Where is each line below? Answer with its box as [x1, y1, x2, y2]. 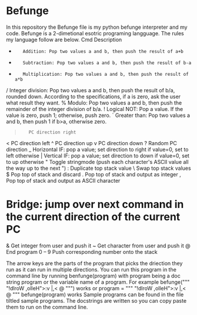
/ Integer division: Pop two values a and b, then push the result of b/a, [6, 86, 175, 93]
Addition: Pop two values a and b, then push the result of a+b [22, 48, 183, 54]
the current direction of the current [6, 210, 181, 224]
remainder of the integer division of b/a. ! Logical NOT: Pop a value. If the [6, 105, 183, 112]
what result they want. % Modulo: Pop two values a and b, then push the [6, 99, 182, 106]
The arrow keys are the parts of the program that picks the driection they [6, 260, 183, 267]
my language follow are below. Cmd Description [6, 36, 122, 43]
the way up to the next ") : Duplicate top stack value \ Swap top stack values [6, 165, 191, 172]
